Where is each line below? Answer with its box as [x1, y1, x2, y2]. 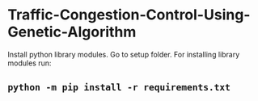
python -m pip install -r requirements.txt [7, 82, 231, 94]
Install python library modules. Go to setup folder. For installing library [7, 49, 240, 59]
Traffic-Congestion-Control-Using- [7, 6, 251, 24]
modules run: [7, 58, 52, 68]
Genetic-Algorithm [7, 23, 137, 41]
